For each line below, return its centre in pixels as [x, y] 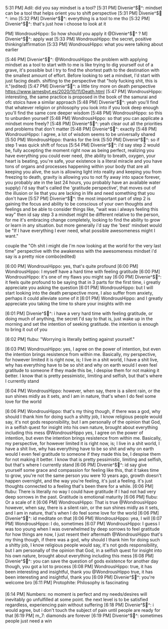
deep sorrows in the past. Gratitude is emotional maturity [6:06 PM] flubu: [81, 497]
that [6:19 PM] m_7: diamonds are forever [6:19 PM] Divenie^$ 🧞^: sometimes [84, 615]
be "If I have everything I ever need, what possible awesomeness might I [80, 231]
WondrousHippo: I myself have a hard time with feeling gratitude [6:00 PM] [83, 271]
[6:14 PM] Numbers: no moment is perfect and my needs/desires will [76, 594]
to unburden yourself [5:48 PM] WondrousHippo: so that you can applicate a [84, 118]
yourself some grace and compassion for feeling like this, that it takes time [82, 470]
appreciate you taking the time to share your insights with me [68, 304]
